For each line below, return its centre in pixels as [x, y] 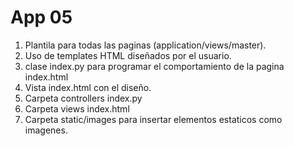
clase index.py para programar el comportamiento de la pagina [154, 66]
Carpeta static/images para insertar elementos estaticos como [153, 119]
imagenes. [46, 130]
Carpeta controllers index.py [83, 98]
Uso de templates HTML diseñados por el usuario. [128, 55]
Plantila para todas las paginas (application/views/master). [145, 45]
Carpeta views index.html [77, 108]
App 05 [41, 17]
